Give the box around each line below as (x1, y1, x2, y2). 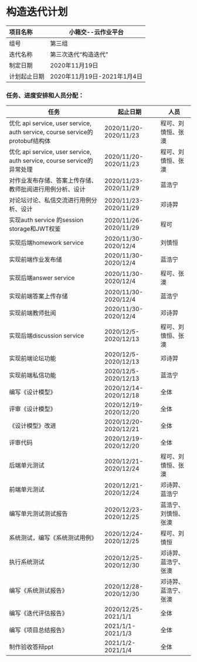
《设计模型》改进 (9, 422, 57, 430)
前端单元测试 (9, 486, 45, 494)
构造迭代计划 (6, 5, 69, 19)
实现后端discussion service (9, 332, 84, 340)
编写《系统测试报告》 (9, 586, 69, 595)
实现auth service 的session (9, 216, 84, 224)
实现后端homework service (9, 238, 84, 247)
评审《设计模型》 (9, 405, 57, 413)
